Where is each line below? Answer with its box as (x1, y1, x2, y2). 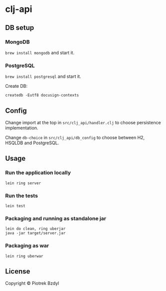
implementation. (5, 125, 38, 131)
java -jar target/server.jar (5, 231, 66, 236)
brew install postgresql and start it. (5, 73, 81, 79)
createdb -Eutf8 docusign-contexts (5, 93, 79, 98)
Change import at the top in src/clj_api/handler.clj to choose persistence (5, 119, 161, 125)
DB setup (5, 23, 34, 32)
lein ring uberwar (5, 254, 43, 259)
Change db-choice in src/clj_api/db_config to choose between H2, (5, 134, 145, 140)
